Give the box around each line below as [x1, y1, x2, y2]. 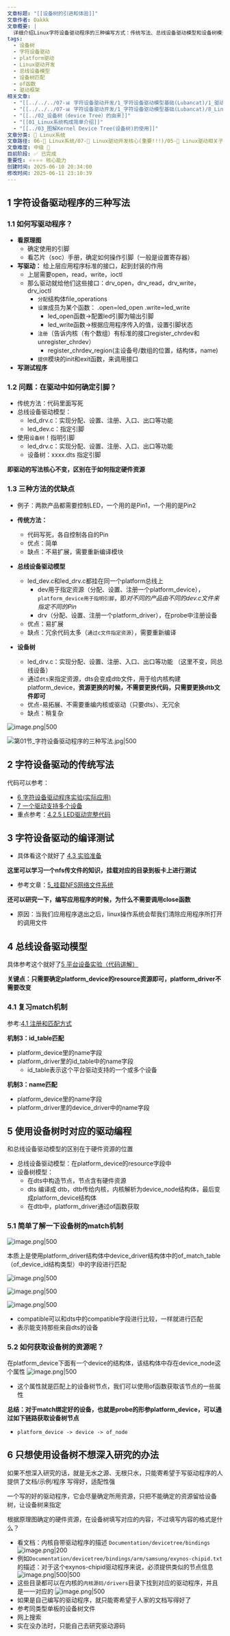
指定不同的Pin [37, 602, 77, 611]
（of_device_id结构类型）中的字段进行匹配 [7, 1260, 127, 1268]
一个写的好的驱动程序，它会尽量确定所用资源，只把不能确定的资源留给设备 [7, 1492, 217, 1500]
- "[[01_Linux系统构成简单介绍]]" [13, 118, 104, 126]
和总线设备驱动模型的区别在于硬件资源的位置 [7, 1145, 133, 1153]
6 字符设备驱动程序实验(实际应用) [16, 793, 112, 801]
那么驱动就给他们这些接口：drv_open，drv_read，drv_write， [27, 279, 200, 287]
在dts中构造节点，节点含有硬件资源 [27, 1177, 127, 1185]
